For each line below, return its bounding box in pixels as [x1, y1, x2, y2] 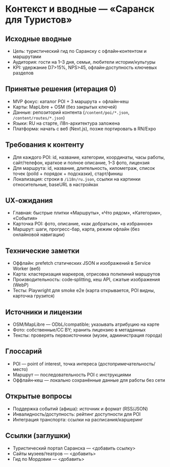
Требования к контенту [5, 141, 84, 149]
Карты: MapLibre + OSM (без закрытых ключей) [12, 104, 117, 110]
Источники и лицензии [5, 307, 82, 316]
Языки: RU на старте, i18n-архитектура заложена [12, 120, 120, 126]
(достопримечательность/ [98, 360, 156, 367]
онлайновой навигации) [12, 231, 65, 238]
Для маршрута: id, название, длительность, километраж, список [12, 165, 155, 171]
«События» [12, 215, 38, 221]
